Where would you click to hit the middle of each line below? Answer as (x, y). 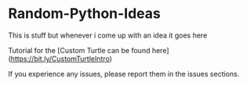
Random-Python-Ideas (84, 14)
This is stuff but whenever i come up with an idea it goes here (108, 35)
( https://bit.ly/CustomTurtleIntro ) (60, 59)
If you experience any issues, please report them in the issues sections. (124, 73)
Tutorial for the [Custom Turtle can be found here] (89, 50)
